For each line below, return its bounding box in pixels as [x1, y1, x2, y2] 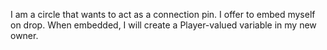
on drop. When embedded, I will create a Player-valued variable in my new [10, 19, 317, 31]
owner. [10, 30, 39, 41]
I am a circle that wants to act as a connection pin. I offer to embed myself [10, 9, 316, 20]
